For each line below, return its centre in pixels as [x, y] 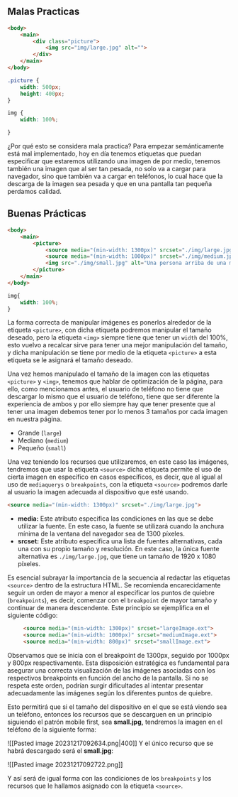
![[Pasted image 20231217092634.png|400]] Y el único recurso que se [110, 743]
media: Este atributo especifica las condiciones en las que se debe [115, 519]
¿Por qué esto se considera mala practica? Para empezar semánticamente [116, 146]
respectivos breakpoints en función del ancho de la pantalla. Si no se [108, 678]
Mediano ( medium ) [43, 440]
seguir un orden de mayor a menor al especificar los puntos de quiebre [111, 593]
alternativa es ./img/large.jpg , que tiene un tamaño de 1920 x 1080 [117, 556]
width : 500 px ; [41, 87]
